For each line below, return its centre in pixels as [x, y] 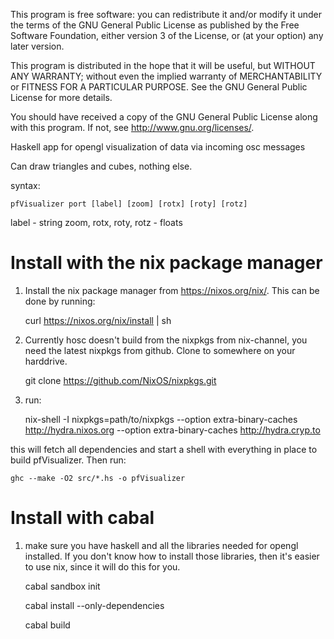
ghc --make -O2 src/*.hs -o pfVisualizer [98, 478]
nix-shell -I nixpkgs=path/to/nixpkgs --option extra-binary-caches [161, 419]
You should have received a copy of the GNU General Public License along [164, 117]
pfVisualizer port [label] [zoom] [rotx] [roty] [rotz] [129, 204]
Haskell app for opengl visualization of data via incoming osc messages [158, 147]
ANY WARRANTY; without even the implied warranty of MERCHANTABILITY [166, 76]
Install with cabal [82, 518]
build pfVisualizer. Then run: [68, 460]
